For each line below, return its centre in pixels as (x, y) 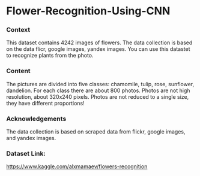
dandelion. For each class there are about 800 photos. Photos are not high (98, 90)
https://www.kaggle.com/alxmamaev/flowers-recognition (77, 166)
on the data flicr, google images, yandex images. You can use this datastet (98, 49)
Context (18, 30)
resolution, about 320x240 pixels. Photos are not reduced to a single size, (98, 96)
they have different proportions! (46, 103)
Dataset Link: (26, 154)
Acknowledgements (36, 119)
